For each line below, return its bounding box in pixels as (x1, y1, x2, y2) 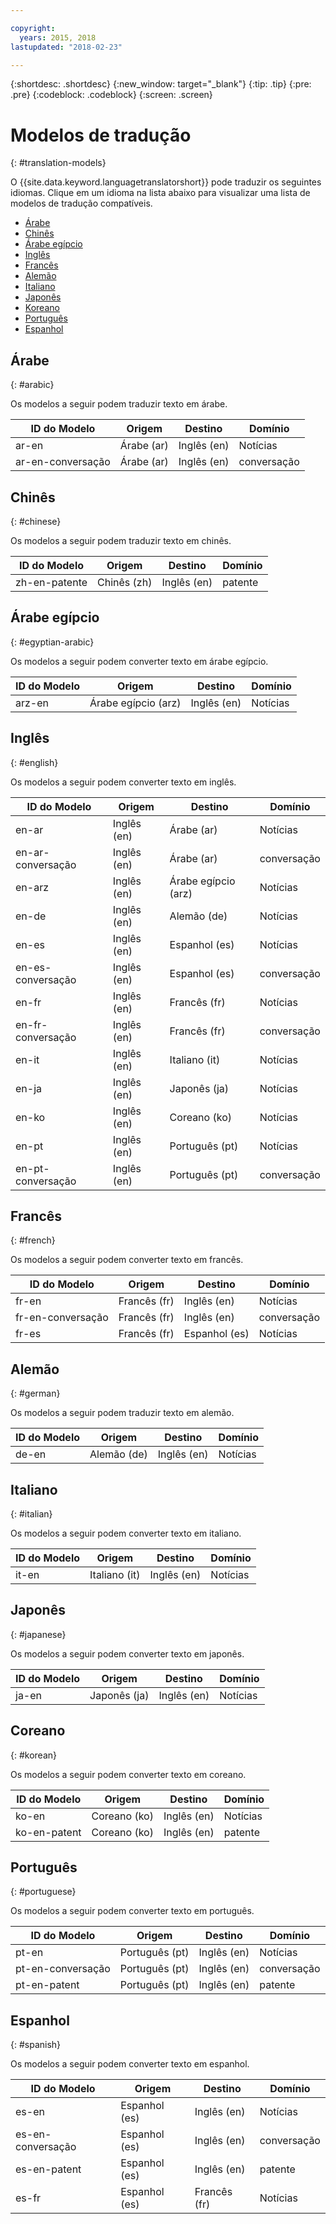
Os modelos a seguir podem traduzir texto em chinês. (10, 534, 232, 546)
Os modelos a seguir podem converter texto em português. (10, 1905, 255, 1917)
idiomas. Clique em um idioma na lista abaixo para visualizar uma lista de (10, 187, 311, 199)
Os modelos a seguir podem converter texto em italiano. (10, 1527, 242, 1539)
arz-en (15, 696, 49, 710)
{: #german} (10, 1387, 61, 1400)
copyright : (10, 23, 56, 33)
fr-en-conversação (15, 1311, 109, 1325)
